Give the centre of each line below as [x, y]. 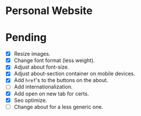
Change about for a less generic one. [58, 107]
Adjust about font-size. [41, 67]
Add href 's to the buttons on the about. [61, 80]
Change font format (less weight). [54, 60]
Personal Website [49, 11]
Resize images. [32, 54]
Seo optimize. [30, 100]
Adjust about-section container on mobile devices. [74, 74]
